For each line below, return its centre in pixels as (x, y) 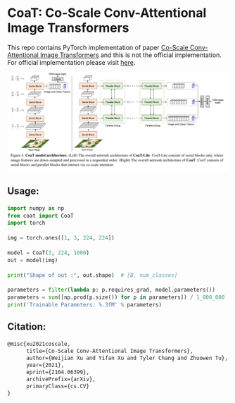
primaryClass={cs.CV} (58, 386)
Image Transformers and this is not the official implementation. (131, 55)
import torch (26, 223)
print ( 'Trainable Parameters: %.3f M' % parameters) (84, 305)
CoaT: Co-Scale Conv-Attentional (107, 13)
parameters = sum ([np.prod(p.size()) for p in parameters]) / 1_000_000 (116, 297)
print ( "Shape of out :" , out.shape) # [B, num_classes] (93, 275)
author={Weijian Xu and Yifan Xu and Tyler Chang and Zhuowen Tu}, (127, 358)
